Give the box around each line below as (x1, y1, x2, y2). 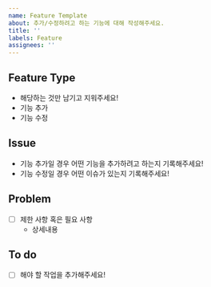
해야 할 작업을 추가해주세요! (19, 270, 106, 280)
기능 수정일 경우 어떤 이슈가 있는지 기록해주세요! (19, 168, 169, 178)
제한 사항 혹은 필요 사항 (19, 214, 94, 224)
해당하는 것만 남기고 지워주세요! (19, 92, 118, 102)
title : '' (8, 26, 42, 34)
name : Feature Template (8, 11, 88, 20)
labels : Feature (8, 33, 62, 42)
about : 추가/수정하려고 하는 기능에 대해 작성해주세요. (8, 19, 165, 27)
